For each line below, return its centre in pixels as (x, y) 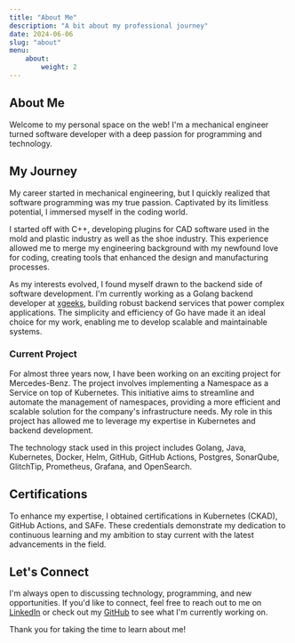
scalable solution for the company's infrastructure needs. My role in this (141, 411)
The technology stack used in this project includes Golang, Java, (128, 447)
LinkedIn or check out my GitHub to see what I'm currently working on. (139, 612)
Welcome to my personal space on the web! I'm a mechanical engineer (139, 125)
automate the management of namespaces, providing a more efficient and (145, 402)
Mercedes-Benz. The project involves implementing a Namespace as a (139, 382)
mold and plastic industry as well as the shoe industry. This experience (139, 238)
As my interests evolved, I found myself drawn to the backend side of (136, 284)
